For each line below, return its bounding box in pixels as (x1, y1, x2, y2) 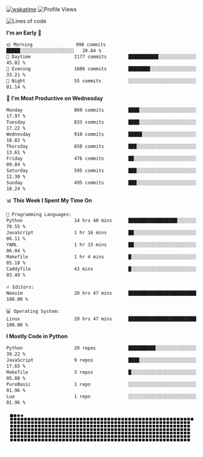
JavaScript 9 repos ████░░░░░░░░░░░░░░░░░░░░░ (6, 357, 197, 363)
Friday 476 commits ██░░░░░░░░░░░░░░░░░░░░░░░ (6, 156, 197, 162)
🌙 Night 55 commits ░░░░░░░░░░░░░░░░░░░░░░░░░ (6, 78, 197, 84)
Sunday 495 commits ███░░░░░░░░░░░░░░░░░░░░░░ (6, 180, 197, 186)
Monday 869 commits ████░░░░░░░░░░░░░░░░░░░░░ (6, 107, 197, 113)
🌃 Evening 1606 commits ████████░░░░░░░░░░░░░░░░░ (6, 66, 197, 72)
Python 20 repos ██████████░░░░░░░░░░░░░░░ (6, 345, 197, 351)
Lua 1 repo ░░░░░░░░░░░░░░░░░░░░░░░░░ (6, 393, 197, 399)
